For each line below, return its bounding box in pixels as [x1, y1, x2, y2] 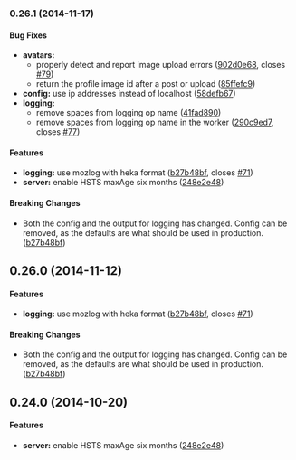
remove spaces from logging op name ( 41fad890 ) [35, 108, 222, 118]
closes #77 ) [35, 127, 81, 137]
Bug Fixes [9, 30, 48, 41]
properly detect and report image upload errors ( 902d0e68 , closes [35, 60, 286, 70]
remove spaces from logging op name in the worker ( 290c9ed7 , [35, 117, 274, 128]
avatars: [22, 50, 55, 61]
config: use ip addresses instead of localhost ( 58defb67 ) [22, 89, 237, 99]
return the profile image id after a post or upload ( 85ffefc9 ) [35, 79, 256, 89]
